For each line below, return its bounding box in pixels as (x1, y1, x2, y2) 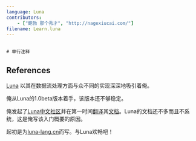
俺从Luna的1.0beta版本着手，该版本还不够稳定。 (6, 95, 127, 102)
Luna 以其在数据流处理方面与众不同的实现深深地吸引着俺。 (6, 82, 153, 90)
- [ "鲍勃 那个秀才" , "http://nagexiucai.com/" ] (17, 20, 134, 26)
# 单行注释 (6, 49, 30, 55)
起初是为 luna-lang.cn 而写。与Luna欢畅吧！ (6, 128, 114, 136)
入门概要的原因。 (43, 116, 86, 123)
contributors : (6, 15, 42, 21)
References (6, 65, 51, 76)
